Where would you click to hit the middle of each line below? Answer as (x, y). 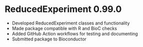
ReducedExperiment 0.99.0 (63, 9)
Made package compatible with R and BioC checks (64, 28)
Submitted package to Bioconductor (49, 39)
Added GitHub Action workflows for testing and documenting (75, 33)
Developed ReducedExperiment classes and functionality (71, 23)
